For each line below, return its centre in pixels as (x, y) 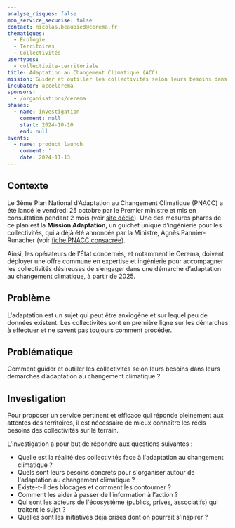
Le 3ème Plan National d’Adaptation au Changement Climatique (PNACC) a (115, 203)
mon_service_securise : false (50, 20)
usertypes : (23, 60)
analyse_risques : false (42, 14)
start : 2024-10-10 (47, 125)
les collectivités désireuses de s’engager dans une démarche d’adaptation (114, 268)
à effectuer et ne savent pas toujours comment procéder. (90, 330)
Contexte (28, 186)
